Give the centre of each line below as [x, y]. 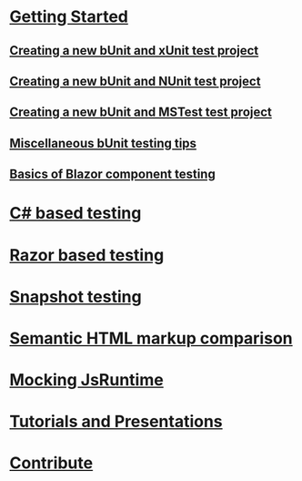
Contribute [51, 463]
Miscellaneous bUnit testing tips [103, 143]
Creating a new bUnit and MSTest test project [141, 113]
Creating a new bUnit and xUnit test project [134, 51]
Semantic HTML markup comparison [151, 338]
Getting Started [69, 17]
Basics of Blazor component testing [112, 174]
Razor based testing [87, 255]
